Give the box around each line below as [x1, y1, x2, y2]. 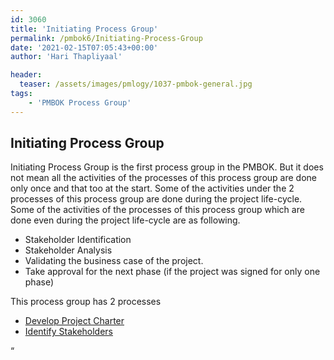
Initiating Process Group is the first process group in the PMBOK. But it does [10, 161, 324, 173]
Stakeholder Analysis [24, 244, 113, 256]
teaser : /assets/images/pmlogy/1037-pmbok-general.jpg [19, 79, 253, 90]
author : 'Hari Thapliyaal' [10, 52, 123, 62]
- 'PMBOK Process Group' [28, 97, 132, 108]
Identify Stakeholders [24, 326, 114, 338]
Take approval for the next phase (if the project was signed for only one [24, 266, 321, 278]
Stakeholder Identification [24, 234, 132, 246]
